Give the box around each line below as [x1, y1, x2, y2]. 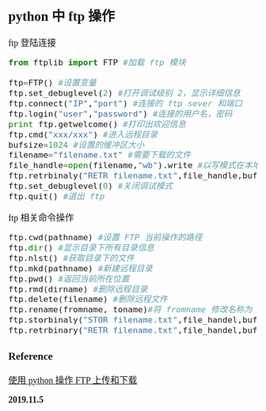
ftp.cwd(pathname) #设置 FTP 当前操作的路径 [8, 232, 203, 243]
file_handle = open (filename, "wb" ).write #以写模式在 [8, 160, 245, 171]
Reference [8, 349, 53, 363]
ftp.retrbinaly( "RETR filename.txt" [8, 170, 178, 181]
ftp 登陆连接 [8, 38, 57, 49]
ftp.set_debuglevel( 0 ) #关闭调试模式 [8, 180, 173, 191]
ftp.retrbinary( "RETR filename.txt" [8, 325, 178, 336]
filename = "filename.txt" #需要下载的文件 [8, 149, 192, 160]
